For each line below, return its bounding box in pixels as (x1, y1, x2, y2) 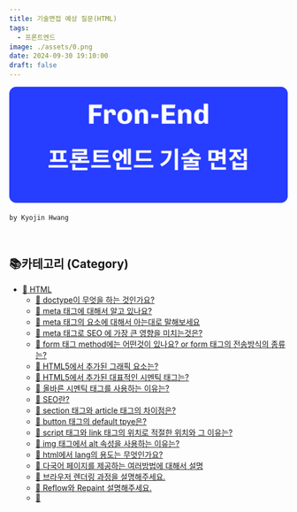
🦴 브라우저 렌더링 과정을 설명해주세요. (34, 471, 166, 482)
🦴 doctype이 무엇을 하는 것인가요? (34, 294, 155, 305)
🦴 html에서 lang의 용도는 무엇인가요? (34, 449, 164, 460)
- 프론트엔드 (17, 33, 56, 42)
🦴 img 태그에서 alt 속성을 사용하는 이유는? (34, 439, 180, 449)
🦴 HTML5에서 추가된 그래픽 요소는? (34, 361, 159, 371)
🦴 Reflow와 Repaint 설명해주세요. (34, 483, 152, 493)
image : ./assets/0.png (9, 42, 93, 51)
